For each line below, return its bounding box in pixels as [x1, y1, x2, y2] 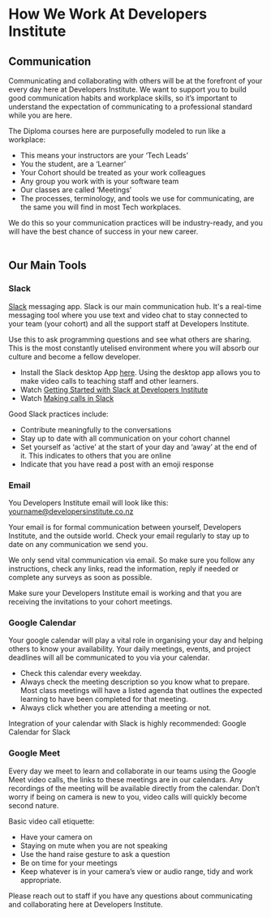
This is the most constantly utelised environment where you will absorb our [8, 342, 260, 353]
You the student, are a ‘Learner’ [19, 159, 127, 169]
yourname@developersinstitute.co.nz [8, 506, 134, 516]
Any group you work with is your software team [19, 176, 179, 186]
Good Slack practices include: [8, 409, 109, 419]
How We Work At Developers [8, 5, 208, 24]
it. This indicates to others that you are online [19, 450, 172, 460]
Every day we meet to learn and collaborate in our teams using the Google [8, 766, 257, 776]
